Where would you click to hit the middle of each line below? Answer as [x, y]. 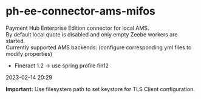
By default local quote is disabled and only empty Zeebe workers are [92, 34]
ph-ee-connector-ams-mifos [81, 11]
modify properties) [29, 53]
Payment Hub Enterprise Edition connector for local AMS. [77, 28]
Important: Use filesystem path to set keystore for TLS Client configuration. [101, 89]
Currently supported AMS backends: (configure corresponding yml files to [99, 47]
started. [15, 41]
